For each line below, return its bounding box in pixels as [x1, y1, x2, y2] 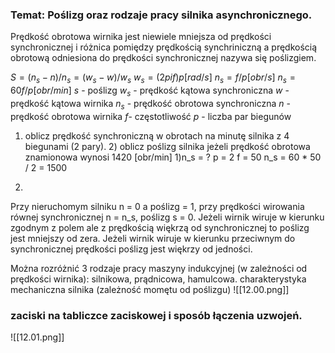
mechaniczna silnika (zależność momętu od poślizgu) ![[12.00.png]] [10, 283, 290, 295]
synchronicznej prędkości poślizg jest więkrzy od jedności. [10, 243, 253, 255]
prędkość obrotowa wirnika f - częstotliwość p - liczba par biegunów [10, 110, 292, 122]
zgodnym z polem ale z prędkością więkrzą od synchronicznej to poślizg [10, 221, 310, 233]
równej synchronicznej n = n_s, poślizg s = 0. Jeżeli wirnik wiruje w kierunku [10, 211, 325, 223]
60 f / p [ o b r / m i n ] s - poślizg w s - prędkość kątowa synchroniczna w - [10, 84, 290, 98]
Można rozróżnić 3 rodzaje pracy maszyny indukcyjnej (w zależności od [10, 262, 308, 274]
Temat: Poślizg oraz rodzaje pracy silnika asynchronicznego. [10, 8, 313, 22]
